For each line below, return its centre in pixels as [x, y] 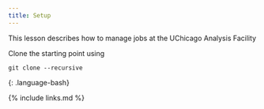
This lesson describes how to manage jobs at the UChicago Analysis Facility [132, 38]
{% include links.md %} [47, 98]
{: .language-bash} [39, 82]
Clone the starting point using [57, 53]
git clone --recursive [45, 68]
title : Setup [30, 15]
